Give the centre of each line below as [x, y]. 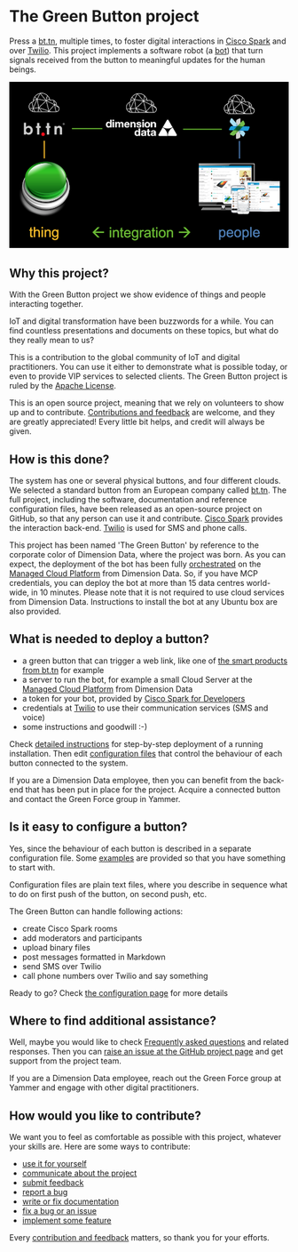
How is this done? [59, 459]
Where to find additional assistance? [113, 1020]
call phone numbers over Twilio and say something [115, 975]
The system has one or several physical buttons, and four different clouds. [145, 480]
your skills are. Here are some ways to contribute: [100, 1147]
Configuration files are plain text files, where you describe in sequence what [149, 884]
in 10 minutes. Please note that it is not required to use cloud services [158, 592]
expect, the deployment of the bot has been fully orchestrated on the [135, 564]
